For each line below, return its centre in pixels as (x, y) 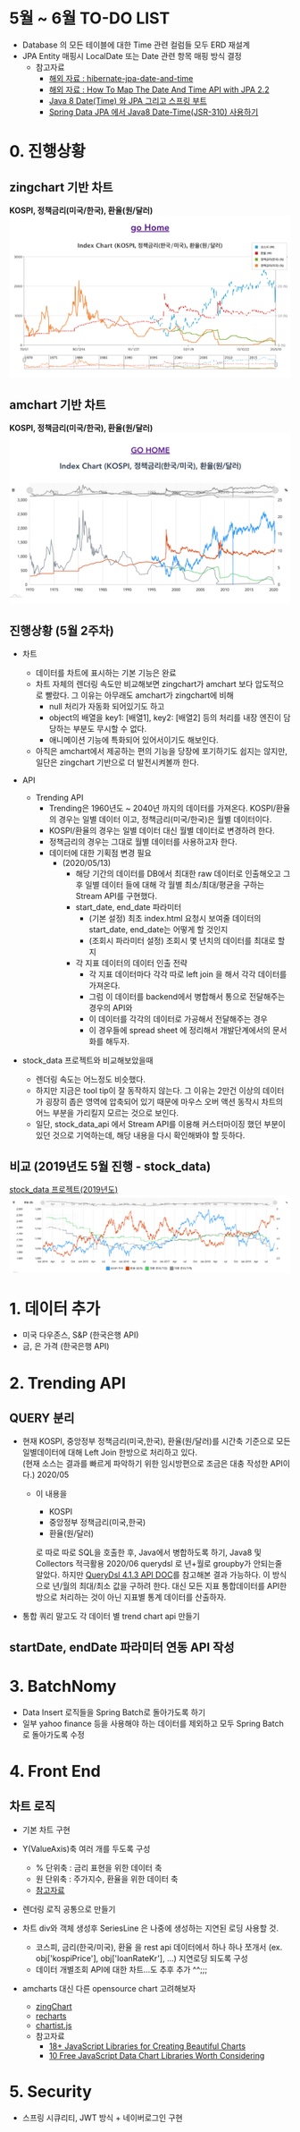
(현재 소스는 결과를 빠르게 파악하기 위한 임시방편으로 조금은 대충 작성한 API (152, 1464)
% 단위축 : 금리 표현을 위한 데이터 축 (99, 1867)
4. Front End (55, 1771)
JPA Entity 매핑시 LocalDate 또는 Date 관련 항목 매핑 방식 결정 (132, 55)
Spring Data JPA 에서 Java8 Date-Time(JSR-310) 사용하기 (154, 112)
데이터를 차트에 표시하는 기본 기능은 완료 (106, 673)
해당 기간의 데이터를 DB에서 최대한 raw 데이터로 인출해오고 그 (183, 874)
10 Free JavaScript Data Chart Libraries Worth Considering (157, 2055)
